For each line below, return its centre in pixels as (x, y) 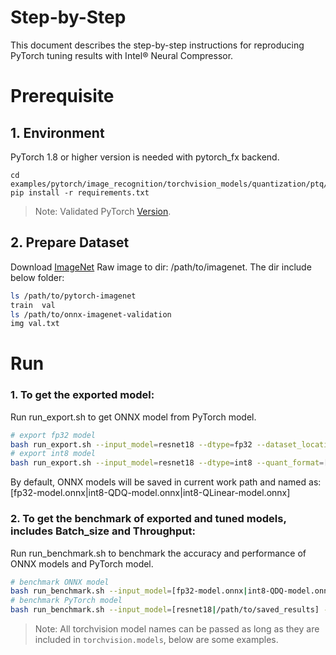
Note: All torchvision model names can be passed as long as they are (177, 629)
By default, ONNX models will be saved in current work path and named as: (166, 482)
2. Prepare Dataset (70, 242)
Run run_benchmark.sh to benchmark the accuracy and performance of (158, 553)
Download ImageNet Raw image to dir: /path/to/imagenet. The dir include (161, 267)
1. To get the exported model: (82, 395)
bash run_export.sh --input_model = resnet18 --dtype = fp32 (131, 444)
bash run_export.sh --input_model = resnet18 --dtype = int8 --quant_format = (167, 463)
